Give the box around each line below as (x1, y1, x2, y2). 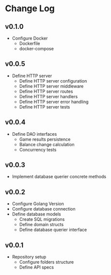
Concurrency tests (19, 147, 57, 152)
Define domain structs (19, 222, 64, 228)
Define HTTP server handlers (19, 93, 78, 99)
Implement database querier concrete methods (12, 174, 107, 180)
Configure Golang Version (12, 201, 64, 207)
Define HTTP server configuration (19, 78, 87, 84)
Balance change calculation (19, 141, 75, 147)
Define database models (12, 211, 62, 217)
